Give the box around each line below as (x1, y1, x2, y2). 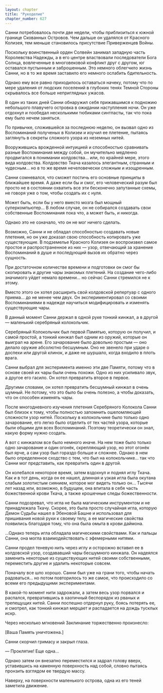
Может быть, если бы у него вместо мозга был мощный (5, 200, 122, 206)
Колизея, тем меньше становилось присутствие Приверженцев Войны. (5, 40, 154, 46)
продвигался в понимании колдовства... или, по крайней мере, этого (5, 155, 149, 161)
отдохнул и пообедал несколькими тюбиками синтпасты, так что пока (5, 110, 152, 116)
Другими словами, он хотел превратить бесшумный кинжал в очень (5, 384, 149, 390)
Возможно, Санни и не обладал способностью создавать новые (5, 229, 140, 235)
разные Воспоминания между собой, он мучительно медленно (5, 149, 137, 155)
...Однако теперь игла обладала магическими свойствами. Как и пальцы (5, 530, 157, 536)
